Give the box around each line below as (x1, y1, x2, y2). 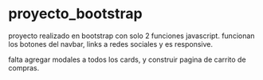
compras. (8, 63, 40, 72)
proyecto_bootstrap (8, 5, 143, 23)
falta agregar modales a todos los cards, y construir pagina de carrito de (8, 55, 246, 64)
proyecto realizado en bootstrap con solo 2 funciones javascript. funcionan (8, 31, 255, 40)
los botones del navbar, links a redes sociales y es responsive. (8, 39, 214, 48)
